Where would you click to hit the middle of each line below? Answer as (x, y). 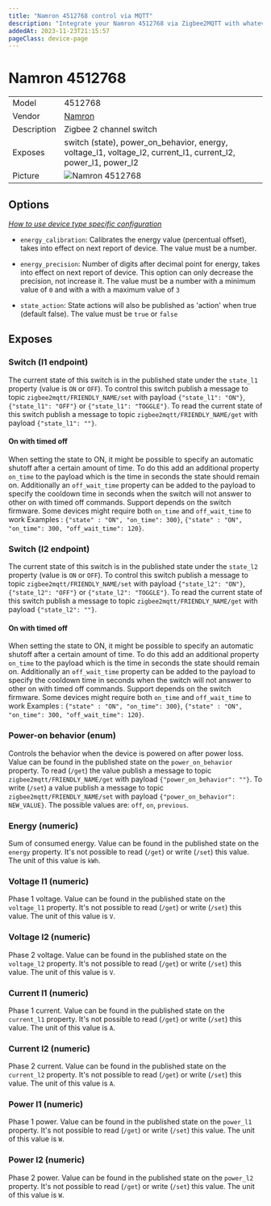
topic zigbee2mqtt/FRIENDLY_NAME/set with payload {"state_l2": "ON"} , (127, 584)
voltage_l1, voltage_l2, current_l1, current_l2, (150, 153)
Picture (26, 176)
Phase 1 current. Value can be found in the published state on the (117, 1010)
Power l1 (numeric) (46, 1104)
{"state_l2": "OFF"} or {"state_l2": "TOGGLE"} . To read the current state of (135, 592)
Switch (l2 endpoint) (49, 549)
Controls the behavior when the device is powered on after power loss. (126, 753)
